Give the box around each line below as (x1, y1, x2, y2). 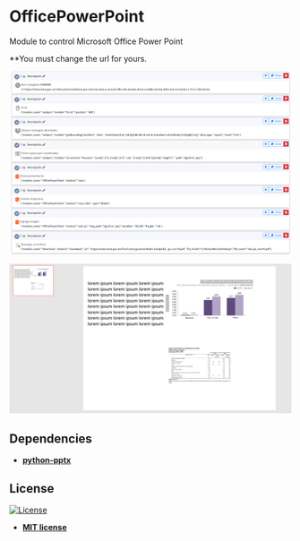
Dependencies (9, 431, 92, 446)
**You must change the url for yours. (9, 53, 148, 64)
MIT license (21, 521, 67, 532)
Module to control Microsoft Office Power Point (9, 36, 184, 47)
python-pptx (21, 455, 72, 466)
